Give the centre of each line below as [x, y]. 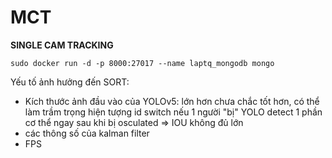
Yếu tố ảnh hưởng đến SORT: [70, 82]
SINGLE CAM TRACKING [62, 45]
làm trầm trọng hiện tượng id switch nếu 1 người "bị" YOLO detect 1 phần [173, 112]
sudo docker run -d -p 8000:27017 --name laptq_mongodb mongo [142, 63]
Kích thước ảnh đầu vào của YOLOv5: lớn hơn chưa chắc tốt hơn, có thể [172, 101]
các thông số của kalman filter [87, 133]
